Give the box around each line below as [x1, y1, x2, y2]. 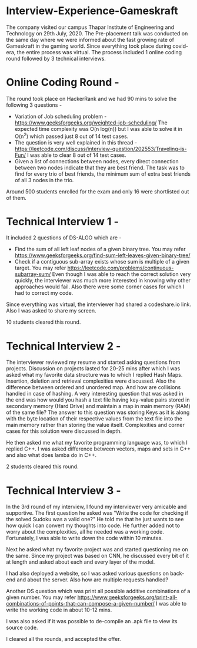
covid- [172, 42, 189, 50]
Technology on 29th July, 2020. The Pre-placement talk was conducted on [6, 29, 188, 37]
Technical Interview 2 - [6, 339, 121, 353]
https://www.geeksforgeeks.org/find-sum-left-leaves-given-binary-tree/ [14, 252, 191, 259]
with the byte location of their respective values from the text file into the [6, 415, 182, 422]
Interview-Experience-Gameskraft [6, 4, 178, 18]
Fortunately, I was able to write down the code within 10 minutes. [6, 535, 163, 542]
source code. [6, 624, 38, 631]
